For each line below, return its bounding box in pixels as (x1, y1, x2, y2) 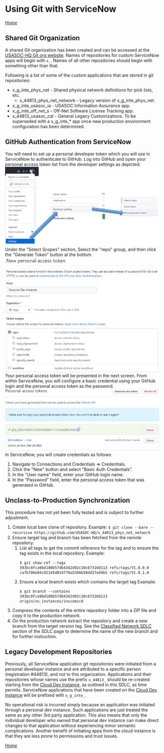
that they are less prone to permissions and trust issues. (5, 733, 118, 739)
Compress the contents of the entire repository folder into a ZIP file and (12, 607, 157, 613)
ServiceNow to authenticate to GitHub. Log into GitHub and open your (5, 156, 146, 162)
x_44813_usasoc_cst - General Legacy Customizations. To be (12, 113, 136, 119)
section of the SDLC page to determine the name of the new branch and (12, 628, 158, 634)
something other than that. (5, 62, 59, 68)
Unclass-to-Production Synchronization (5, 496, 130, 505)
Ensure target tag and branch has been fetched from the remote (12, 534, 142, 540)
